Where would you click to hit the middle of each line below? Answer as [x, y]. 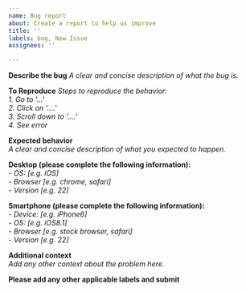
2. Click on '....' [33, 108]
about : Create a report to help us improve [82, 23]
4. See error [28, 125]
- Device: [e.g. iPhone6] [48, 214]
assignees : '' [32, 46]
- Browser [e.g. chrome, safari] [59, 182]
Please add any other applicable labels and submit [94, 280]
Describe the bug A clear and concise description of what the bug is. [123, 75]
